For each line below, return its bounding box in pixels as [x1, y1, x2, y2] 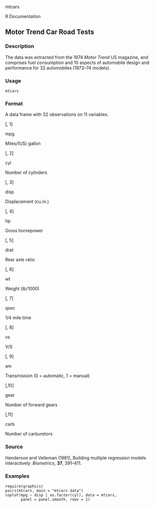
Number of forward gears [5, 402, 58, 408]
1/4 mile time [5, 315, 31, 321]
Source [5, 444, 23, 451]
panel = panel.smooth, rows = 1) [20, 497, 91, 502]
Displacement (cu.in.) [5, 199, 49, 205]
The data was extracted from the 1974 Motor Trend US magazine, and [5, 54, 149, 60]
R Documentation [5, 13, 41, 19]
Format [5, 100, 23, 107]
